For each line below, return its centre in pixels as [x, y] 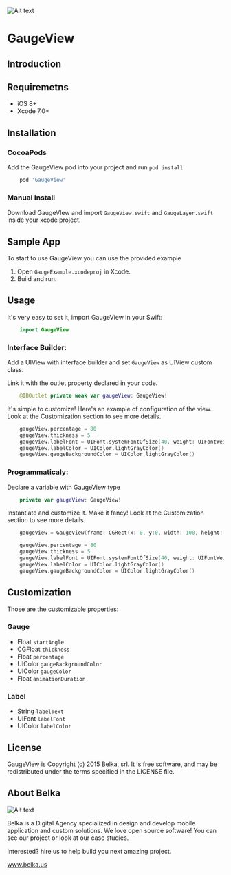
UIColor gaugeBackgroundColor [59, 663]
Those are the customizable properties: [63, 609]
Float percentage [40, 656]
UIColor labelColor [44, 726]
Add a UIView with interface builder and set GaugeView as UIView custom [110, 362]
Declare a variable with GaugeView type [64, 487]
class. [15, 370]
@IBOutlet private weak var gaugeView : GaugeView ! [93, 396]
